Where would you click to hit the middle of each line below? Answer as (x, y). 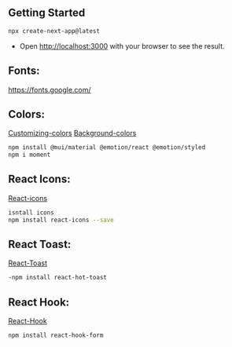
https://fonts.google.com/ (50, 89)
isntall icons (31, 212)
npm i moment (29, 155)
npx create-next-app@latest (54, 31)
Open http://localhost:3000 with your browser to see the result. (122, 46)
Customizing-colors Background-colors (72, 133)
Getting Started (47, 13)
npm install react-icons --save (61, 220)
